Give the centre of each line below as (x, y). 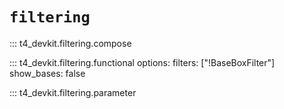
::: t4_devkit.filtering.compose (70, 43)
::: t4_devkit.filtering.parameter (73, 92)
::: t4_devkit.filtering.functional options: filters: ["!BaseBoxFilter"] (142, 62)
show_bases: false (47, 73)
